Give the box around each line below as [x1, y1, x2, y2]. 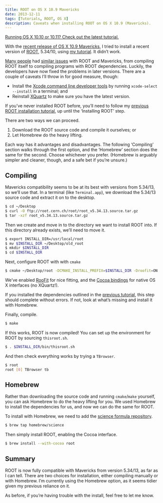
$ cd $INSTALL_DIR [5, 250, 42, 255]
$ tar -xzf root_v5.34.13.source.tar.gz [5, 213, 89, 218]
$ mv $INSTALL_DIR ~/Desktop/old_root [5, 241, 84, 246]
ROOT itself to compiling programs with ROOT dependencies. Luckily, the [5, 63, 152, 69]
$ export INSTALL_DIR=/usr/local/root [5, 236, 84, 241]
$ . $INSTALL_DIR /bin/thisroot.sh [5, 344, 75, 349]
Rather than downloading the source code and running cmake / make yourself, [5, 393, 156, 400]
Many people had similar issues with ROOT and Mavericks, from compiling [5, 58, 154, 64]
